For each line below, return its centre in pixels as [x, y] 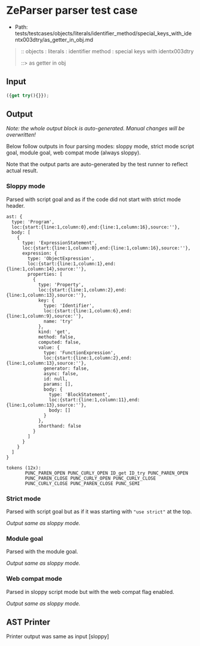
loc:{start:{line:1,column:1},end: [72, 264]
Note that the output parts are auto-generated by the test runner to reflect [97, 164]
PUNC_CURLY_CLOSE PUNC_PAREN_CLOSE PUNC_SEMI [82, 483]
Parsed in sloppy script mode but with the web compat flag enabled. [90, 592]
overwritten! [21, 135]
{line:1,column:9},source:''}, [45, 316]
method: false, [57, 337]
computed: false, [60, 342]
